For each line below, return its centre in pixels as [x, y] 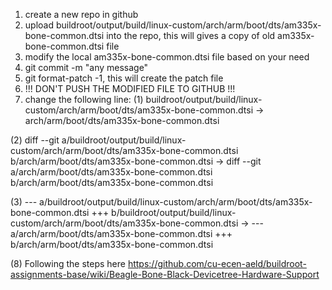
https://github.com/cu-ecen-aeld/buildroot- [217, 263]
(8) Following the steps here [68, 263]
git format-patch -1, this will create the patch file [124, 78]
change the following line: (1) [84, 99]
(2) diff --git [35, 140]
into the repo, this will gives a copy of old [191, 35]
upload [39, 25]
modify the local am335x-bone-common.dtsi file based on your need [167, 57]
